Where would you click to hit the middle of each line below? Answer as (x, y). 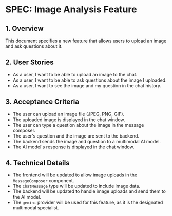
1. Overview (24, 28)
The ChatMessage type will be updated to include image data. (76, 186)
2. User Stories (30, 62)
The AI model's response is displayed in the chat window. (73, 147)
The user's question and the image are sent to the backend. (76, 136)
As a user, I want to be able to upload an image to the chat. (75, 74)
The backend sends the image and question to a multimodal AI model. (87, 141)
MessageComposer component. (43, 181)
